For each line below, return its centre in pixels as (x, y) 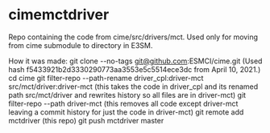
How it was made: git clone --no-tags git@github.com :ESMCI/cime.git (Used (135, 61)
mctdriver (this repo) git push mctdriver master (86, 120)
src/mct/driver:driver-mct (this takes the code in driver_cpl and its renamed (133, 87)
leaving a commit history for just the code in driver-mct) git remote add (126, 112)
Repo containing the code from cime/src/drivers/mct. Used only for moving (133, 37)
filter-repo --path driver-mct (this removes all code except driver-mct (123, 103)
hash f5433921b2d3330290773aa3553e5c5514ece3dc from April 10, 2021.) (135, 69)
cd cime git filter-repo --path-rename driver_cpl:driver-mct (106, 78)
